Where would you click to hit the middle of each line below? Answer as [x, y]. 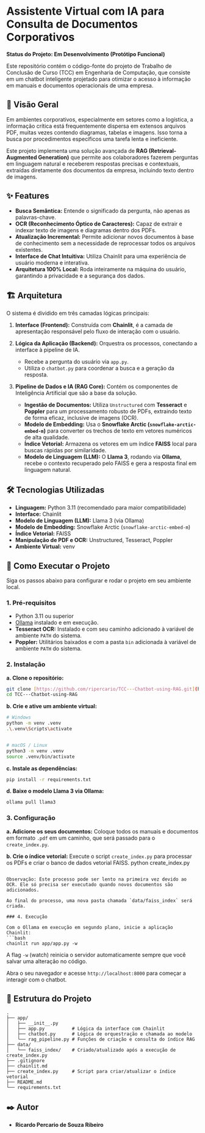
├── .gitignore [26, 1061]
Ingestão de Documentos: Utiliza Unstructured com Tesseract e [106, 405]
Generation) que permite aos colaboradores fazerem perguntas [118, 157]
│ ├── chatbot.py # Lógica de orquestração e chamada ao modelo [99, 1034]
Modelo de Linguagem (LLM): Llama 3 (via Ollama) [80, 521]
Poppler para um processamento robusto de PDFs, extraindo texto [108, 411]
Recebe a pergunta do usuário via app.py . [77, 362]
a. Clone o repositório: [35, 678]
